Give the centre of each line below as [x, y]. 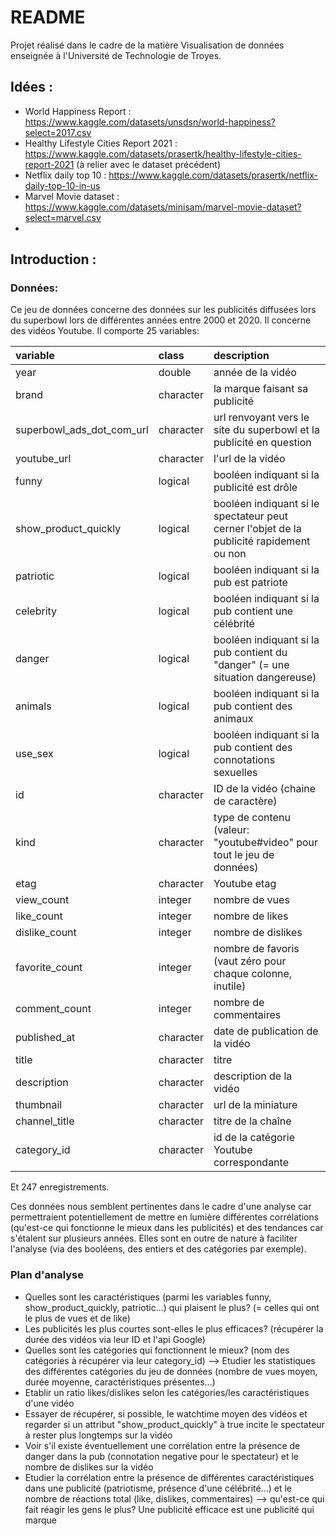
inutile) [230, 986]
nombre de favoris [256, 949]
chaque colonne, [253, 974]
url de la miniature [255, 1105]
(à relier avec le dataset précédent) [149, 164]
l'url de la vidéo [249, 459]
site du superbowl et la [266, 430]
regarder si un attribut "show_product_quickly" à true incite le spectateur [174, 1424]
